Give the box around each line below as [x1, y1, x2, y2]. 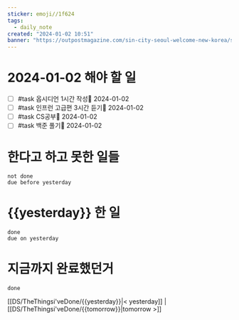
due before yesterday [7, 179, 72, 186]
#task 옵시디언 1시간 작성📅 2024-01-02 [17, 95, 129, 103]
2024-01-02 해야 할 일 [7, 70, 137, 86]
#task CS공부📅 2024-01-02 [17, 112, 97, 121]
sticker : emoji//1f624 [7, 10, 75, 18]
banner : [7, 37, 31, 44]
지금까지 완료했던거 [7, 261, 114, 277]
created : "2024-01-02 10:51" [7, 30, 94, 38]
